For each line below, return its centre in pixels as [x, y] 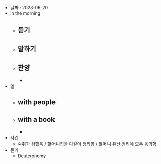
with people [36, 102]
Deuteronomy [32, 156]
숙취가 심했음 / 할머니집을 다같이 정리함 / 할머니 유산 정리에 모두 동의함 [87, 144]
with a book [36, 119]
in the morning [25, 13]
